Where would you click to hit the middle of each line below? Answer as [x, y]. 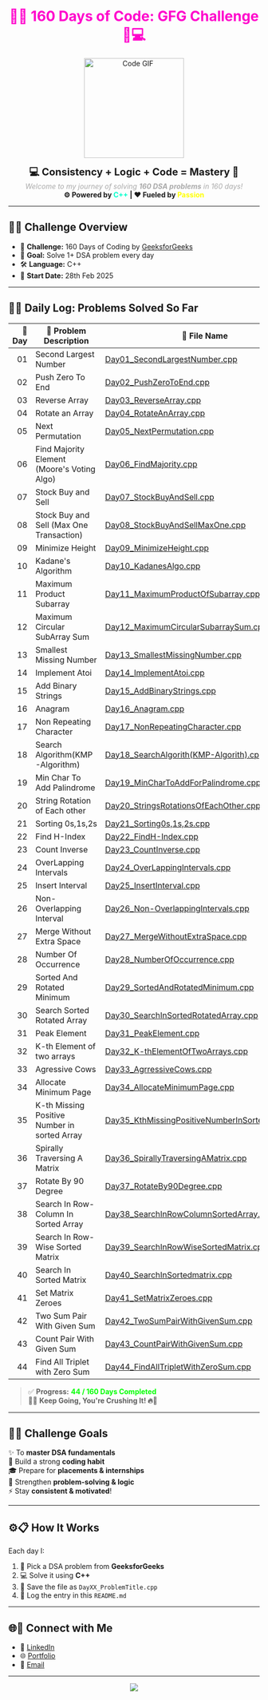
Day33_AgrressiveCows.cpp [158, 1069]
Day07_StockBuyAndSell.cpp [160, 497]
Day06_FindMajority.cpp [151, 464]
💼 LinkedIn [37, 1647]
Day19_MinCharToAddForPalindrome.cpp [183, 782]
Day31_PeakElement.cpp [152, 1033]
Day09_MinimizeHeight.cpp [157, 548]
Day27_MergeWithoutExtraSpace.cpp [176, 936]
